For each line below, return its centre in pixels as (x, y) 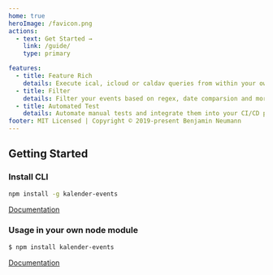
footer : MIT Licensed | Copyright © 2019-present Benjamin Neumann (125, 121)
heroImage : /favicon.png (50, 24)
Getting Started (48, 154)
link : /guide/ (47, 46)
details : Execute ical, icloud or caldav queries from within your (139, 83)
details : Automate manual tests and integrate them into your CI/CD (141, 114)
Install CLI (28, 177)
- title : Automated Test (58, 106)
